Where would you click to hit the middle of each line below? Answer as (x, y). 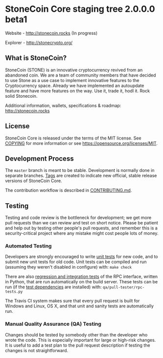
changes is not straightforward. (37, 350)
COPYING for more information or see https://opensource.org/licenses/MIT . (81, 143)
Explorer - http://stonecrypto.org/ (39, 42)
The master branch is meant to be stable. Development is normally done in (80, 170)
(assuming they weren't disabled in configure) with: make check (69, 267)
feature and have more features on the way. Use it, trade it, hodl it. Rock (78, 91)
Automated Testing (28, 246)
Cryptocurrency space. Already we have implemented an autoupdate (75, 85)
